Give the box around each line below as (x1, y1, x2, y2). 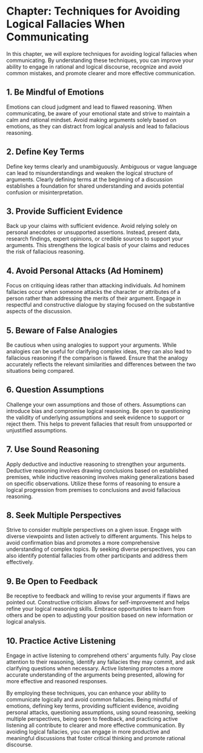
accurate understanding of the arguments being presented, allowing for (6, 671, 185, 678)
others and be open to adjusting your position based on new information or (6, 612, 193, 619)
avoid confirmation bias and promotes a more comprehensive (6, 539, 160, 547)
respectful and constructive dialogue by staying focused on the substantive (6, 301, 195, 308)
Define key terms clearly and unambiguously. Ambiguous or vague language (6, 163, 198, 170)
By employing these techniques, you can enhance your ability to (6, 689, 167, 697)
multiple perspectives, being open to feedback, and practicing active (6, 715, 178, 723)
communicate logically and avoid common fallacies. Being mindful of (6, 696, 178, 703)
